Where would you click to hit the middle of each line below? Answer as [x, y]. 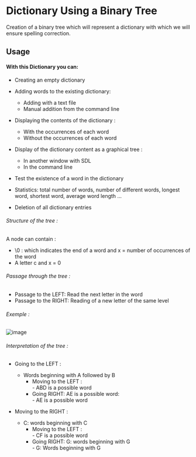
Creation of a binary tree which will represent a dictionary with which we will [98, 27]
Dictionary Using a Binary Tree [82, 11]
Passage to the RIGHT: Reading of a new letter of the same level [92, 300]
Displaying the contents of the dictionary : [65, 120]
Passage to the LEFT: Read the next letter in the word [79, 294]
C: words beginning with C [55, 423]
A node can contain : [31, 238]
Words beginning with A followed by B [69, 375]
